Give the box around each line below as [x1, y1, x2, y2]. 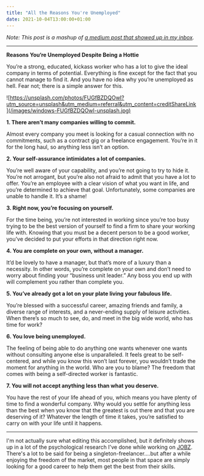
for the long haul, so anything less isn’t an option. [6, 143, 129, 150]
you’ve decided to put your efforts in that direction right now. [6, 235, 158, 243]
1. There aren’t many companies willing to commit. [6, 118, 136, 126]
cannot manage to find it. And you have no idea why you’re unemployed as [6, 76, 194, 83]
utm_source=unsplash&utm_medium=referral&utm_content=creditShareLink [6, 100, 197, 107]
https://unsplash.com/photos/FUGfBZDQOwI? [10, 94, 124, 101]
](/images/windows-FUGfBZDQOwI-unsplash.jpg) [6, 107, 131, 114]
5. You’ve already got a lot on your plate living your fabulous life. [6, 290, 172, 297]
